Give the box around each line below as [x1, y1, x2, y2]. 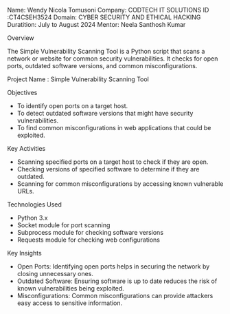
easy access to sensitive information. [16, 299, 123, 307]
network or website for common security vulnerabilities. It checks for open [7, 54, 218, 63]
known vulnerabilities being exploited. [16, 284, 125, 292]
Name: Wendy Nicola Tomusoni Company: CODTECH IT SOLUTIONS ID [7, 6, 209, 14]
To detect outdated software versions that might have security [16, 109, 194, 117]
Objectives [7, 89, 38, 96]
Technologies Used [7, 200, 62, 209]
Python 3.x [16, 213, 48, 222]
